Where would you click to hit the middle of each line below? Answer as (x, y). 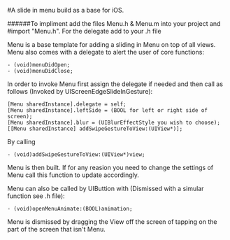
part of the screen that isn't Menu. (57, 229)
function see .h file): (36, 196)
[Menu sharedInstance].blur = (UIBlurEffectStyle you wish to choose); (114, 122)
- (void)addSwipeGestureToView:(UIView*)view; (76, 155)
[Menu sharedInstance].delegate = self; (67, 104)
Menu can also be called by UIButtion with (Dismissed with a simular (106, 189)
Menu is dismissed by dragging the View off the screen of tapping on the (112, 222)
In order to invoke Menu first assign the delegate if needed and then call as (115, 84)
